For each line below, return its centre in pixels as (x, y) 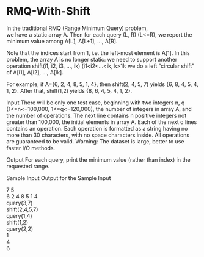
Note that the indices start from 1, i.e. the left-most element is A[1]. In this (98, 52)
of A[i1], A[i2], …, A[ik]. (35, 72)
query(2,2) (20, 229)
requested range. (28, 166)
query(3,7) (20, 203)
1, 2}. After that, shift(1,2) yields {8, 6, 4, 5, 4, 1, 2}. (69, 90)
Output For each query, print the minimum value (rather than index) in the (98, 159)
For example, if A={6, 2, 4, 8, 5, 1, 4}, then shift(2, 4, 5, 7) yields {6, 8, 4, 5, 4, (102, 84)
